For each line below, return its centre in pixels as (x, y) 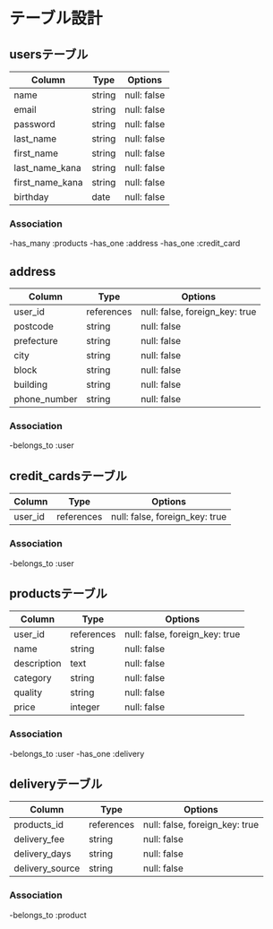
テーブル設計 (56, 18)
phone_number (46, 400)
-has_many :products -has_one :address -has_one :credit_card (125, 244)
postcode (34, 326)
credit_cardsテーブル (68, 476)
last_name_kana (48, 168)
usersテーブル (49, 54)
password (34, 124)
